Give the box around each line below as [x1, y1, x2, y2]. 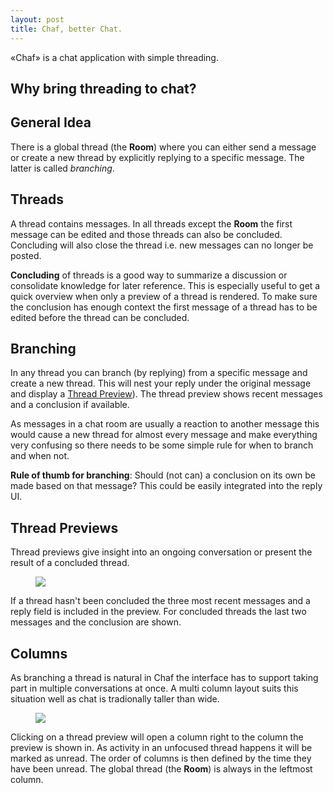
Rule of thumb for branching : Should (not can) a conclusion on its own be [10, 469, 316, 481]
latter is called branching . [10, 162, 115, 174]
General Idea [10, 114, 92, 131]
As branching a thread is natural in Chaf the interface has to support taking [10, 671, 319, 683]
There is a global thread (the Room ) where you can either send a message [10, 141, 317, 153]
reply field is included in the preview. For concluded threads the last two [10, 606, 307, 618]
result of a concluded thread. [10, 557, 130, 569]
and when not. [10, 450, 70, 462]
